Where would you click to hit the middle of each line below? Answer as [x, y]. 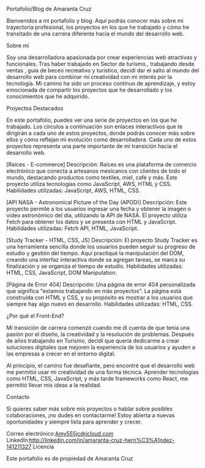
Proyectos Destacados [35, 108]
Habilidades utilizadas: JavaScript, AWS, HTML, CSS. [73, 190]
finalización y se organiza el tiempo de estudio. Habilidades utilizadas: [95, 266]
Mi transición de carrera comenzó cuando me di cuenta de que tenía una [98, 328]
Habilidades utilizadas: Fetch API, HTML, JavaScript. [73, 228]
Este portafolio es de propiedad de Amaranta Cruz [70, 459]
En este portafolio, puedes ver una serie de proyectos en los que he [92, 120]
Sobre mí [18, 46]
